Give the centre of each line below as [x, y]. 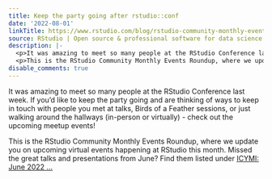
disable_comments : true [49, 69]
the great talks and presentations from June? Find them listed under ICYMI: [134, 158]
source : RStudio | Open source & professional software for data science [136, 38]
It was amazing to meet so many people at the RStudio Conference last [127, 91]
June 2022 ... [31, 167]
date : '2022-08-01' [41, 23]
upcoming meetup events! [52, 125]
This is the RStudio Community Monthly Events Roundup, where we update [134, 141]
